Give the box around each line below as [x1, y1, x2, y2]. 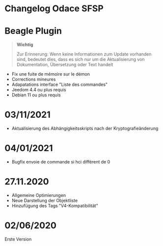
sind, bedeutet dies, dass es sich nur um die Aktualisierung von [16, 56, 145, 62]
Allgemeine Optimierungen [11, 192, 66, 198]
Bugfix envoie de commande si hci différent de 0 [11, 159, 110, 164]
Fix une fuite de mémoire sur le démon [11, 71, 90, 77]
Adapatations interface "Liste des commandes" [11, 82, 108, 87]
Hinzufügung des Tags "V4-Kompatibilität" [11, 202, 99, 209]
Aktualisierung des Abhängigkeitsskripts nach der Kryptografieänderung [11, 126, 159, 132]
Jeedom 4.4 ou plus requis [11, 87, 66, 93]
